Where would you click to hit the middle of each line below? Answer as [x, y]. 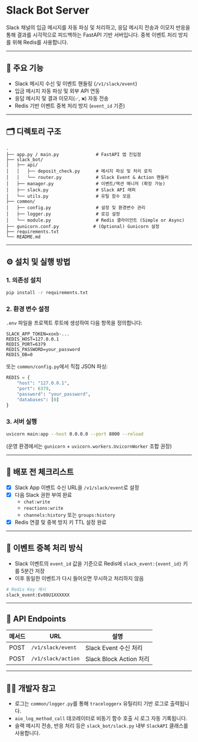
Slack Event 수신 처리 [114, 648]
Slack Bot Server [48, 10]
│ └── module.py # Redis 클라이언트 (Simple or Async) [95, 220]
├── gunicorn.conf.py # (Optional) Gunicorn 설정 [83, 226]
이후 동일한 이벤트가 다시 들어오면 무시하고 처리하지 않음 [79, 578]
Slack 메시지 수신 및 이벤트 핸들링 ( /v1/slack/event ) [76, 83]
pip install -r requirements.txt [47, 293]
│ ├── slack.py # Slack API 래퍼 [71, 190]
